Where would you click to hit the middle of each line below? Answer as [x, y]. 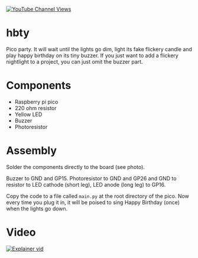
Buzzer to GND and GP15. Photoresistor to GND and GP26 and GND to [91, 178]
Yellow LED [28, 114]
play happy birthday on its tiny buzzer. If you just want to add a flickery [92, 55]
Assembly [32, 151]
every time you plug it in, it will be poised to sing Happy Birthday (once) [93, 202]
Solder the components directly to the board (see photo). [75, 167]
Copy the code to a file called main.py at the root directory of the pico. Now [98, 196]
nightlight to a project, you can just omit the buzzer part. [74, 61]
